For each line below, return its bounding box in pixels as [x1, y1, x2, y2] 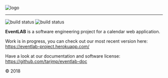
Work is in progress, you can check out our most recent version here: [5, 38, 148, 44]
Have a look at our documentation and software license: [5, 53, 120, 59]
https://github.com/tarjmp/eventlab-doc [5, 59, 87, 64]
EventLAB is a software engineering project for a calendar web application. [5, 29, 160, 34]
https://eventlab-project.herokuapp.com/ [5, 44, 90, 49]
